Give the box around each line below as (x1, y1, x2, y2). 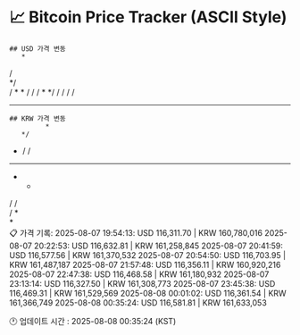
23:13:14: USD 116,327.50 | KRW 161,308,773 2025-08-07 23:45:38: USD (9, 278, 276, 289)
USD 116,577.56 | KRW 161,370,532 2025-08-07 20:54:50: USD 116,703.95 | (9, 249, 287, 260)
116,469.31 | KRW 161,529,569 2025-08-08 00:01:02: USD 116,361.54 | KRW (9, 288, 287, 298)
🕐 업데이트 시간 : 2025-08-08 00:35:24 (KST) (9, 315, 177, 326)
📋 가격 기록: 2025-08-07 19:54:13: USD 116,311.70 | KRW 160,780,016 (9, 227, 263, 238)
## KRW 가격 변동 (9, 113, 67, 123)
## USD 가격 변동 (9, 44, 67, 54)
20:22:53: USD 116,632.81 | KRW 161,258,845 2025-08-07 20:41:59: (34, 240, 284, 251)
